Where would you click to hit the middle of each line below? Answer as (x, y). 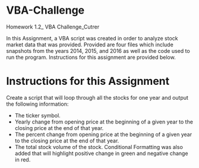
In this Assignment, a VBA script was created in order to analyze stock (92, 38)
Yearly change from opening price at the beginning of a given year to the (104, 122)
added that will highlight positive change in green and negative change (101, 153)
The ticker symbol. (37, 115)
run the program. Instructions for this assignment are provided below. (91, 57)
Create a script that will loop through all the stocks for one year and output (97, 97)
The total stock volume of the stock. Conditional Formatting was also (99, 147)
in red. (23, 159)
